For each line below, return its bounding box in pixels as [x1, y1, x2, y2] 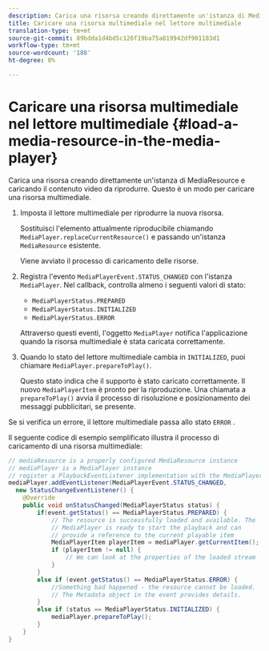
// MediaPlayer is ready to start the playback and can [50, 524, 242, 532]
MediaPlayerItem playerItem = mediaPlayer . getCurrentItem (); [50, 538, 260, 547]
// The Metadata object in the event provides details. [50, 590, 242, 599]
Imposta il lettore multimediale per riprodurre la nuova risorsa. [19, 207, 224, 217]
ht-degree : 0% [8, 57, 56, 65]
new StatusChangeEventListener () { [15, 486, 134, 495]
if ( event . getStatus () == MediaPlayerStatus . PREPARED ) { [37, 508, 227, 516]
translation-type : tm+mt [8, 26, 91, 34]
